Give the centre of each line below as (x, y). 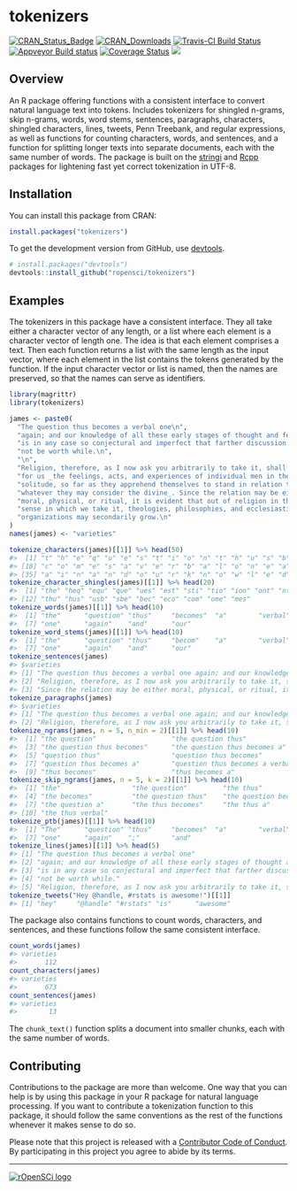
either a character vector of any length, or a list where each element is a (140, 331)
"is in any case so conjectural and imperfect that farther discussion (152, 443)
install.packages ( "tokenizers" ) (69, 232)
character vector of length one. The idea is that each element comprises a (144, 341)
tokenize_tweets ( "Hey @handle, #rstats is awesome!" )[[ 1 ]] (120, 895)
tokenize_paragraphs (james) (61, 698)
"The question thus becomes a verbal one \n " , (103, 426)
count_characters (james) (55, 971)
